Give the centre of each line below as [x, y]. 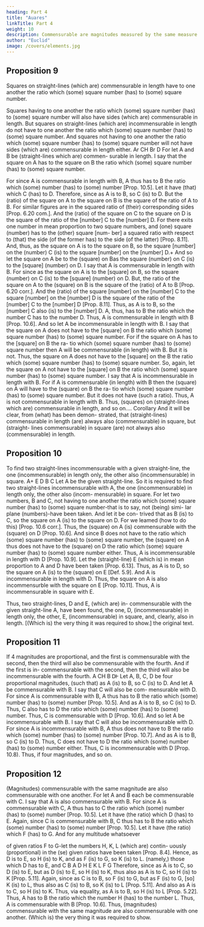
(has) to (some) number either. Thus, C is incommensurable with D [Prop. [98, 748]
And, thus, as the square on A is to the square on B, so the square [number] [101, 246]
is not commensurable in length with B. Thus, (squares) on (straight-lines [98, 402]
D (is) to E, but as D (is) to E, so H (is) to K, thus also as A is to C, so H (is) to [101, 872]
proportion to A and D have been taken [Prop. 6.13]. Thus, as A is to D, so [98, 566]
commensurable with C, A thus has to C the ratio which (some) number [95, 808]
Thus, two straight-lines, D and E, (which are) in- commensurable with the [99, 604]
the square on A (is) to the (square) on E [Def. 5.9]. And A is [81, 572]
